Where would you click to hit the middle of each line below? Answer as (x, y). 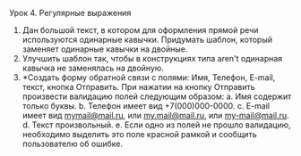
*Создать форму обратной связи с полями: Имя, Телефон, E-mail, (149, 78)
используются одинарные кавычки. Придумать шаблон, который (147, 40)
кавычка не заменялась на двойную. (93, 68)
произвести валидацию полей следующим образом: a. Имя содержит (157, 96)
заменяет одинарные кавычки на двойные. (105, 49)
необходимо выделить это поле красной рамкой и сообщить (139, 134)
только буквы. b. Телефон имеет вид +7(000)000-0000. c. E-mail (146, 106)
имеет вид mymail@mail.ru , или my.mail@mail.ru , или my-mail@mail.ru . (155, 115)
